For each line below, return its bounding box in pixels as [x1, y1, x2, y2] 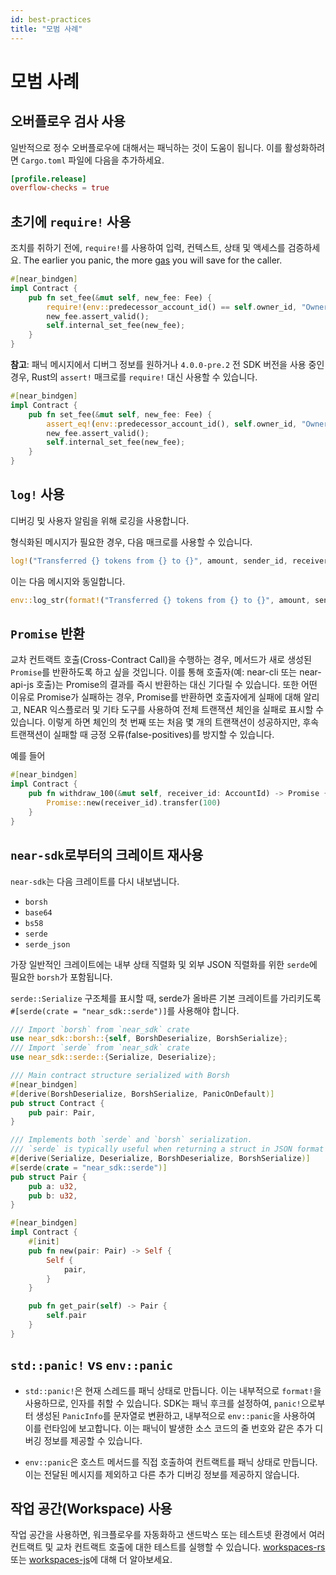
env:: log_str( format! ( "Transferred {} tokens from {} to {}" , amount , [10, 595, 311, 605]
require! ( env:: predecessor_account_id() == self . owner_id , [46, 302, 298, 312]
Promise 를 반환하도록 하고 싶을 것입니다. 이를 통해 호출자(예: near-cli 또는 [10, 666, 298, 678]
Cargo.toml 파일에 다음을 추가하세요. [20, 154, 165, 166]
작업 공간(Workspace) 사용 [10, 1500, 173, 1517]
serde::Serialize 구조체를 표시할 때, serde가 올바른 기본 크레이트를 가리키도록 [10, 992, 322, 1004]
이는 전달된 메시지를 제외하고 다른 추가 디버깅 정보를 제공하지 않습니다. [24, 1468, 300, 1480]
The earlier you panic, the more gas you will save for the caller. [23, 254, 283, 266]
